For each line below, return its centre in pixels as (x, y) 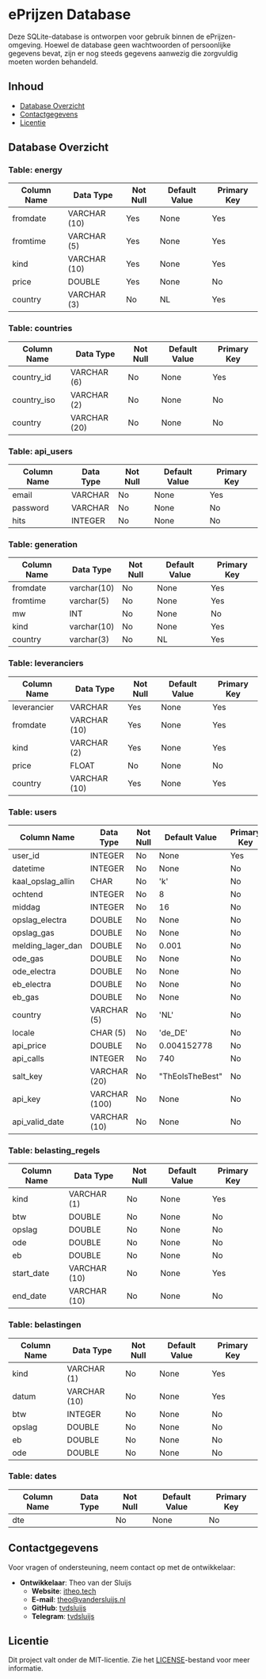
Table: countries (40, 329)
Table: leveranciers (46, 663)
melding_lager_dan (47, 945)
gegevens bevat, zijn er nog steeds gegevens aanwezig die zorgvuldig (123, 53)
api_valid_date (38, 1122)
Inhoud (26, 87)
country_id (32, 377)
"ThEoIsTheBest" (191, 1076)
